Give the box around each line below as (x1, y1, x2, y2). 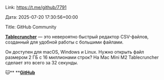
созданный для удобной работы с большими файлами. (5, 39, 124, 45)
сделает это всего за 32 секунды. (5, 60, 78, 65)
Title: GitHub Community (5, 24, 57, 30)
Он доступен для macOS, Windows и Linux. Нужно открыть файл (5, 49, 144, 55)
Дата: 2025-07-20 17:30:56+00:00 (5, 14, 78, 20)
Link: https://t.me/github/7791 (5, 5, 67, 10)
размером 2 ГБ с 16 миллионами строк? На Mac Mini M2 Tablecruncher (5, 54, 159, 60)
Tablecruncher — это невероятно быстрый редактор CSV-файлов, (5, 34, 149, 39)
